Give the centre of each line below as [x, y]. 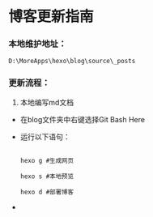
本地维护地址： [38, 44]
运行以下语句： [45, 136]
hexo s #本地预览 [47, 176]
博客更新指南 [51, 17]
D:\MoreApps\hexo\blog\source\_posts [72, 62]
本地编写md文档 [47, 102]
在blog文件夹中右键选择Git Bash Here [83, 119]
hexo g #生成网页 [47, 160]
